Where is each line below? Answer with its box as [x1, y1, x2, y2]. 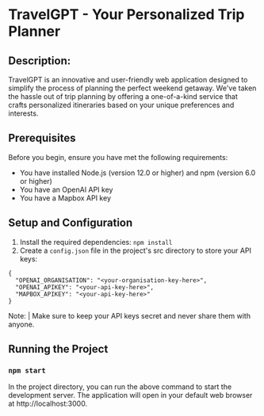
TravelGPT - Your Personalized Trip [8, 6, 245, 24]
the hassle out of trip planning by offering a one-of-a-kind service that [8, 92, 238, 101]
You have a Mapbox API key [19, 193, 111, 203]
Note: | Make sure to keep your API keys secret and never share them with [8, 311, 251, 320]
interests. [8, 109, 39, 118]
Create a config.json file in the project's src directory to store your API [19, 246, 252, 255]
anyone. [8, 319, 35, 329]
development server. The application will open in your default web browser [8, 391, 253, 400]
